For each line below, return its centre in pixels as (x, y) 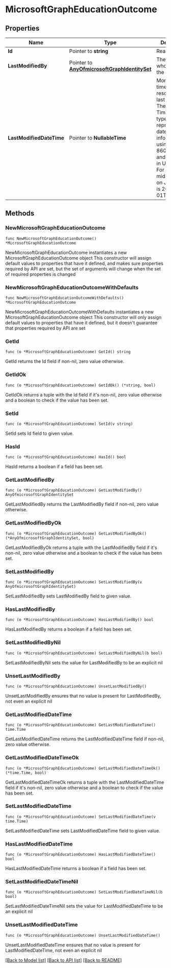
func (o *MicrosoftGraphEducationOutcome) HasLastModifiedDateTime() (81, 855)
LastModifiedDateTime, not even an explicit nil (54, 950)
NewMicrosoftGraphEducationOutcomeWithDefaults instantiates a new (80, 312)
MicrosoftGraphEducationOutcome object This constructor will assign (78, 258)
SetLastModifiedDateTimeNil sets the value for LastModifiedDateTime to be (84, 906)
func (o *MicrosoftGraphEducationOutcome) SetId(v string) (69, 424)
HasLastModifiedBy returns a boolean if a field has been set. (69, 629)
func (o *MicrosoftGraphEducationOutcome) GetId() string (68, 352)
